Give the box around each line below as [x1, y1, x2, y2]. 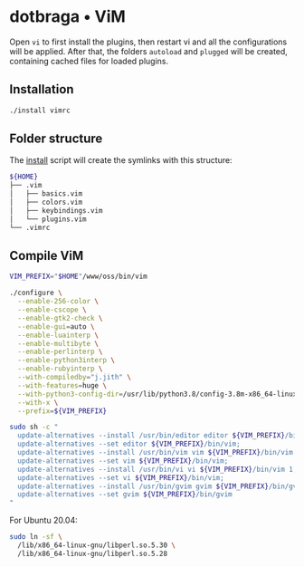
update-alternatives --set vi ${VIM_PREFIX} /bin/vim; [17, 473, 224, 482]
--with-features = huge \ [17, 380, 107, 390]
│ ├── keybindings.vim [9, 206, 103, 215]
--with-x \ [17, 398, 59, 407]
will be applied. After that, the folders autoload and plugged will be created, [9, 45, 288, 56]
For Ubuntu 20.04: [9, 514, 79, 526]
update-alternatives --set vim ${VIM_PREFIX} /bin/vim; [17, 456, 229, 466]
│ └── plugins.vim [9, 215, 88, 224]
